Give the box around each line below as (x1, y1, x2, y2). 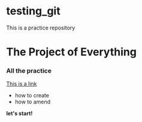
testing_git (6, 4, 61, 18)
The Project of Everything (6, 45, 137, 59)
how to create (14, 92, 50, 99)
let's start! (6, 110, 33, 117)
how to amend (14, 98, 51, 106)
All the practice (6, 67, 52, 75)
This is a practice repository (6, 24, 75, 31)
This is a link (6, 80, 37, 88)
